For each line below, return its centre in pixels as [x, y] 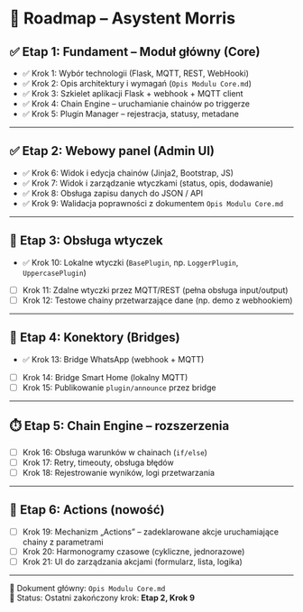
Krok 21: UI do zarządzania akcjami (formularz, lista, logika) [133, 562]
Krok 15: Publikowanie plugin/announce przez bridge [119, 388]
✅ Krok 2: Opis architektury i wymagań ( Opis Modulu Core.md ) [137, 83]
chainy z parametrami [63, 542]
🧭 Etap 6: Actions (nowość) [87, 510]
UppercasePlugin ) [55, 272]
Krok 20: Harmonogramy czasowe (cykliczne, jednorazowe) [133, 551]
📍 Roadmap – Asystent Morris [123, 18]
